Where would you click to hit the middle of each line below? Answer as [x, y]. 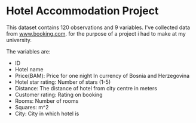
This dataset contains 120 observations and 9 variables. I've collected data [98, 27]
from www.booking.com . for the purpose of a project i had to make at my [96, 33]
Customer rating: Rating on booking [59, 94]
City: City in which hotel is [47, 113]
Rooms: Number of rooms [47, 101]
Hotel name [29, 69]
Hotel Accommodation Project [82, 11]
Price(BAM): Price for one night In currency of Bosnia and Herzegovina [102, 75]
